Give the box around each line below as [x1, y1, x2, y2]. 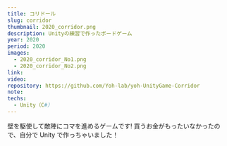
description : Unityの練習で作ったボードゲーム [7, 29, 133, 37]
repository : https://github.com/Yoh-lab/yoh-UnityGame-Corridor [7, 82, 200, 89]
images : [7, 50, 30, 57]
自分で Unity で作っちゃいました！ [19, 131, 119, 139]
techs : [7, 95, 27, 102]
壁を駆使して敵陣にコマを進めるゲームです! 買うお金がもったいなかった [7, 121, 215, 130]
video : [7, 75, 27, 83]
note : [7, 88, 23, 95]
